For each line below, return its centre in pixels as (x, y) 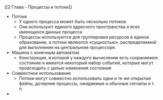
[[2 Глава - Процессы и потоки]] (38, 7)
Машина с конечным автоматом (45, 52)
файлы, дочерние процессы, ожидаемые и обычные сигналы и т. (87, 83)
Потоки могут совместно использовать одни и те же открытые (85, 78)
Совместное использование (41, 73)
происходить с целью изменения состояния (65, 68)
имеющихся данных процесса (51, 32)
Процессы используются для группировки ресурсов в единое (84, 37)
